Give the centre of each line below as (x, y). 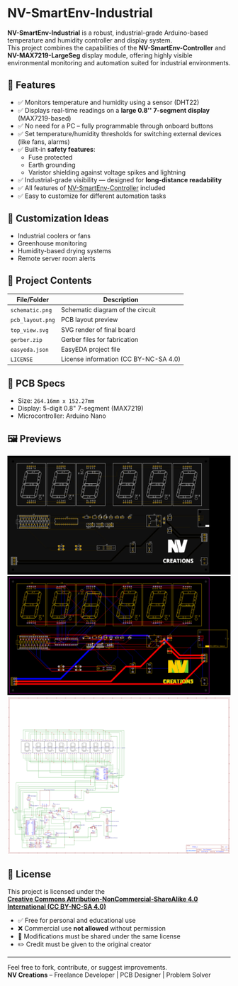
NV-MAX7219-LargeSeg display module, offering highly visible (100, 55)
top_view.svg (29, 330)
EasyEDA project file (91, 350)
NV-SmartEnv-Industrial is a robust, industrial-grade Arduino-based (108, 33)
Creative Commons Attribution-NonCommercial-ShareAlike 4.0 (103, 899)
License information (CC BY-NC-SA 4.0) (121, 359)
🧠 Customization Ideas (58, 219)
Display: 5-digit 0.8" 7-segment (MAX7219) (80, 408)
